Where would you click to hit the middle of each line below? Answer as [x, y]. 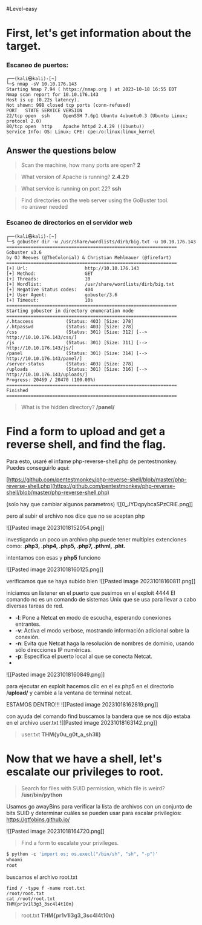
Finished [17, 390]
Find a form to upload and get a [86, 431]
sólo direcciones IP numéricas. [53, 649]
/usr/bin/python [41, 795]
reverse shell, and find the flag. [86, 444]
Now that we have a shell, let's [84, 759]
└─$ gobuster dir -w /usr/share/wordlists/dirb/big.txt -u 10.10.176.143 [101, 242]
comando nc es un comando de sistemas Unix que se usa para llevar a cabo [101, 599]
